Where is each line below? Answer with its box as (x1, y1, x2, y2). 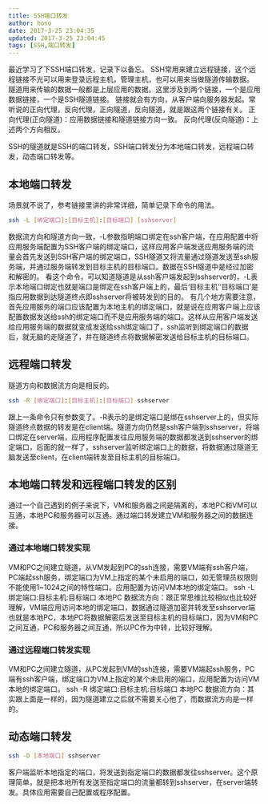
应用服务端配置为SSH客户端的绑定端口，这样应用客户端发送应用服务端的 (8, 241, 247, 251)
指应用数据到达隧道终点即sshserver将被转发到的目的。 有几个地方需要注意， (8, 292, 261, 301)
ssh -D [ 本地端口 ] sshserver (8, 751, 101, 760)
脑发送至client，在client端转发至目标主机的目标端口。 (8, 452, 185, 462)
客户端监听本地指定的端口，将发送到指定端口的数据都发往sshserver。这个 (8, 767, 252, 777)
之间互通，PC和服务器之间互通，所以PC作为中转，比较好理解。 (8, 622, 218, 632)
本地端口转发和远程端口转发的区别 (8, 478, 177, 491)
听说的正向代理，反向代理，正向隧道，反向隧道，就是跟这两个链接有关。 (8, 105, 246, 115)
